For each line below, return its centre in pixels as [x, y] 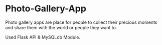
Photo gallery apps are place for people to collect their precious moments [81, 22]
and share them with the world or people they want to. [61, 27]
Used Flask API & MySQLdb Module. [43, 37]
